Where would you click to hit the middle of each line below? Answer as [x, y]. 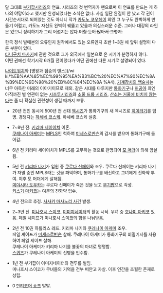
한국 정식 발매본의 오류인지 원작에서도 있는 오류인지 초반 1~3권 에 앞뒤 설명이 [78, 42]
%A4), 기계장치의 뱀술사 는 [128, 82]
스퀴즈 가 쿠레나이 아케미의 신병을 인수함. [50, 253]
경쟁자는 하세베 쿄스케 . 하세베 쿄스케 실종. [58, 117]
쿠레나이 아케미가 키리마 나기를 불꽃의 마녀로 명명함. [61, 247]
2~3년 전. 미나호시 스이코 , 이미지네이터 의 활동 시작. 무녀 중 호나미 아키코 [81, 212]
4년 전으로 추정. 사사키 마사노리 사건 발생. [52, 201]
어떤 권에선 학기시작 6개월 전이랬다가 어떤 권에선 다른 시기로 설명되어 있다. [76, 60]
